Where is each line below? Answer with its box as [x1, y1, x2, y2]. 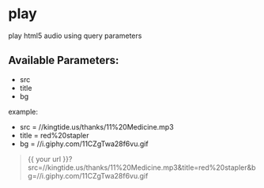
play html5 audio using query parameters [8, 31, 142, 40]
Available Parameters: [8, 54, 119, 67]
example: [8, 107, 38, 116]
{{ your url [27, 154, 62, 164]
